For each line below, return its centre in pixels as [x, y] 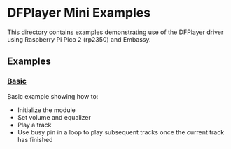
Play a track [34, 125]
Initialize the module [46, 110]
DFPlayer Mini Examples [79, 13]
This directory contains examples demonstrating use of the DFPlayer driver [115, 32]
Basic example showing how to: [53, 96]
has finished [35, 139]
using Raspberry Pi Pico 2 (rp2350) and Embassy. [79, 39]
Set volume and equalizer [54, 117]
